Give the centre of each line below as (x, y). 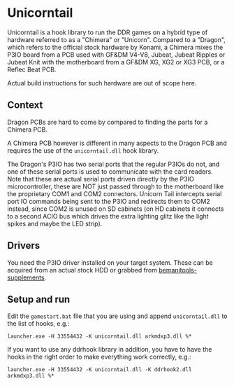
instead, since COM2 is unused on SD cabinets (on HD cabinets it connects (116, 209)
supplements (26, 277)
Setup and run (39, 299)
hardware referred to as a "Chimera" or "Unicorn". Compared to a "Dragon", (116, 39)
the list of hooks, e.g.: (38, 324)
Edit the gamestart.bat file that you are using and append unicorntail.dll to (117, 316)
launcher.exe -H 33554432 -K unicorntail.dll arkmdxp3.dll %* (100, 337)
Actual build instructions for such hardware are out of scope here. (102, 83)
